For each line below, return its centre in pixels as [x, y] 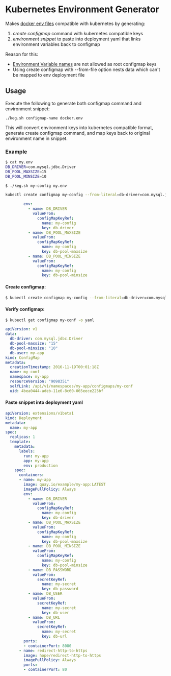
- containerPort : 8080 [48, 646]
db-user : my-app [27, 353]
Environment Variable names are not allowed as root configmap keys [84, 64]
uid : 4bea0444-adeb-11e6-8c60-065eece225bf [56, 391]
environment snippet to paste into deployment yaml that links [77, 39]
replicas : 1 [23, 437]
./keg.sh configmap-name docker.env [44, 118]
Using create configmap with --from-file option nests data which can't [86, 69]
